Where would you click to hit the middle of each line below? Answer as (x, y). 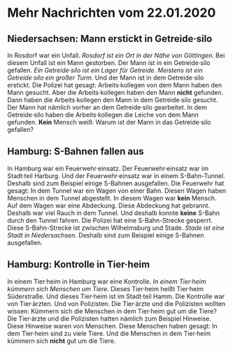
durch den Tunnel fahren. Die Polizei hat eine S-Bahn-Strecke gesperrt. (110, 220)
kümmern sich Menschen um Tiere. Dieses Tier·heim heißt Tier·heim (106, 288)
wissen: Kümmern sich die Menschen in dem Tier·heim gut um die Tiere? (112, 311)
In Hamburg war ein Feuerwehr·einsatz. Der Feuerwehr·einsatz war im (108, 168)
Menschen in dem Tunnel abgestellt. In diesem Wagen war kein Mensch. (112, 198)
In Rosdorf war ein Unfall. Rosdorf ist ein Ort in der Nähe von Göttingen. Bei (116, 55)
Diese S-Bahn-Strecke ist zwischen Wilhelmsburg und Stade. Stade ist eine (116, 228)
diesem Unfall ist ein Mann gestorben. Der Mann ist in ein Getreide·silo (109, 63)
